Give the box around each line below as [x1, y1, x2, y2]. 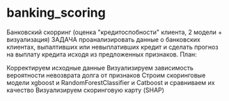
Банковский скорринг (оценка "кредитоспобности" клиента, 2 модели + [6, 28, 223, 36]
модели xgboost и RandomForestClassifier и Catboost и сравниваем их [6, 78, 215, 86]
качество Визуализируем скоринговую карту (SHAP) [6, 86, 165, 94]
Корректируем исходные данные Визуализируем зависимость [6, 63, 194, 72]
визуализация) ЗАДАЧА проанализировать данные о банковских [6, 35, 201, 43]
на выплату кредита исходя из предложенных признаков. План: [6, 50, 198, 59]
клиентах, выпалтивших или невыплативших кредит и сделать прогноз [6, 42, 219, 51]
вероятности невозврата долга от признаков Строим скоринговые [6, 71, 206, 79]
